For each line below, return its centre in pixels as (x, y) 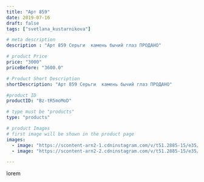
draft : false (23, 23)
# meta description (31, 40)
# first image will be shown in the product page (70, 134)
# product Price (27, 56)
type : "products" (28, 118)
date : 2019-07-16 (28, 18)
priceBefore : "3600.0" (35, 67)
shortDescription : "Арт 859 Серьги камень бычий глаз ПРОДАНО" (89, 84)
